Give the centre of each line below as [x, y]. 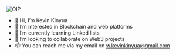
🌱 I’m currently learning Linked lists [57, 33]
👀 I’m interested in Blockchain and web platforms [74, 27]
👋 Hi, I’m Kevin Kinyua [41, 20]
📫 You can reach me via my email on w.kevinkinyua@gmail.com [92, 46]
